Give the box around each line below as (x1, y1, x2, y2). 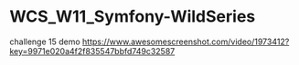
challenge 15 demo (9, 36, 80, 47)
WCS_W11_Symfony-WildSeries (9, 6, 256, 27)
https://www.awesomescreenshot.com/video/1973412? (81, 36, 290, 47)
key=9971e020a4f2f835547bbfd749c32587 (9, 45, 176, 56)
